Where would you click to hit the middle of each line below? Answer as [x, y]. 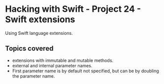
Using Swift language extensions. [39, 33]
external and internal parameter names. [52, 65]
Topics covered [29, 48]
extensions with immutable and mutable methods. [63, 60]
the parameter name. [33, 76]
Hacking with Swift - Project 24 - [73, 9]
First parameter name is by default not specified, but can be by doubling [85, 71]
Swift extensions [40, 19]
